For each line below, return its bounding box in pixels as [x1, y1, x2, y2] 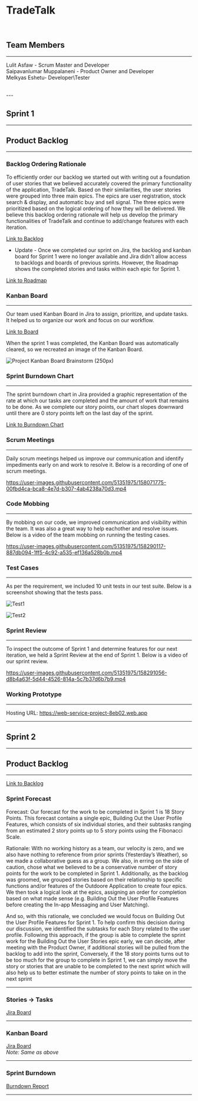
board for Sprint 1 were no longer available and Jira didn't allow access [14, 253, 187, 260]
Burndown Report [6, 1082, 49, 1089]
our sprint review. [6, 658, 48, 665]
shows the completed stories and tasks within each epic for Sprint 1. [14, 265, 181, 272]
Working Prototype [6, 690, 62, 699]
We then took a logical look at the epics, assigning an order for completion [6, 889, 187, 896]
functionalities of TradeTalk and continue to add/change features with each [6, 217, 189, 224]
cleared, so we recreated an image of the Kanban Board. [6, 346, 144, 353]
